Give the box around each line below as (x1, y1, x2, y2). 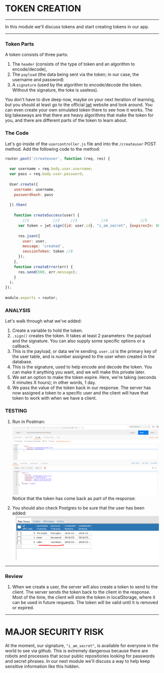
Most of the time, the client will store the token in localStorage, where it (12, 594, 156, 600)
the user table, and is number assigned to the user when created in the (12, 353, 155, 360)
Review (5, 573, 23, 580)
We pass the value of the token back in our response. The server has (12, 385, 151, 391)
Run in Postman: (12, 418, 45, 424)
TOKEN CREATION (5, 3, 82, 14)
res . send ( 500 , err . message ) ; (18, 270, 78, 275)
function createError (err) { (14, 264, 73, 269)
